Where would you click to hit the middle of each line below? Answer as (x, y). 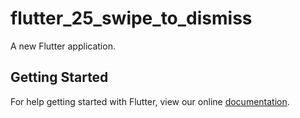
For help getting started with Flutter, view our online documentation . (150, 101)
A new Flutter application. (63, 46)
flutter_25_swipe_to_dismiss (131, 18)
